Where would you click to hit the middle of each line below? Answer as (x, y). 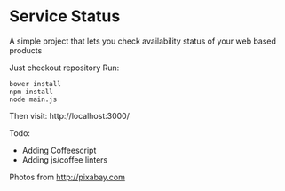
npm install (31, 92)
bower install (36, 84)
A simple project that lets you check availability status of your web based (143, 41)
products (26, 50)
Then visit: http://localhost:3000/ (70, 115)
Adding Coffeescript (59, 150)
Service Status (65, 16)
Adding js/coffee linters (65, 159)
